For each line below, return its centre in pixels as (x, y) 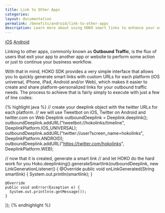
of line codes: (19, 98)
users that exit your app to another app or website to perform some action (80, 57)
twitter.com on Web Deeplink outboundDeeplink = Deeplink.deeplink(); (77, 118)
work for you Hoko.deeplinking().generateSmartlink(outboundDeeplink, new (82, 164)
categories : (17, 14)
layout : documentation (28, 19)
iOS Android (17, 42)
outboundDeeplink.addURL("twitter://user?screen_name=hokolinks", (74, 133)
